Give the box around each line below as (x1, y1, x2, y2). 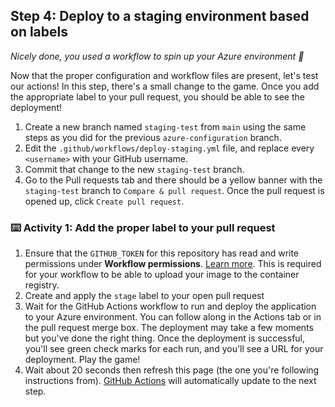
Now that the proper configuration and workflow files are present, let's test (10, 69, 319, 81)
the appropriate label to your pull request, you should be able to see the (10, 90, 305, 103)
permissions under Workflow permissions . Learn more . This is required (24, 258, 322, 270)
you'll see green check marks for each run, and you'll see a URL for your (24, 343, 324, 355)
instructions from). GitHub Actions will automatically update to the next (24, 375, 317, 387)
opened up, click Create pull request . (24, 195, 185, 207)
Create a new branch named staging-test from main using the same (24, 120, 307, 133)
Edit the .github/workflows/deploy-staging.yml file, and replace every (24, 142, 315, 154)
